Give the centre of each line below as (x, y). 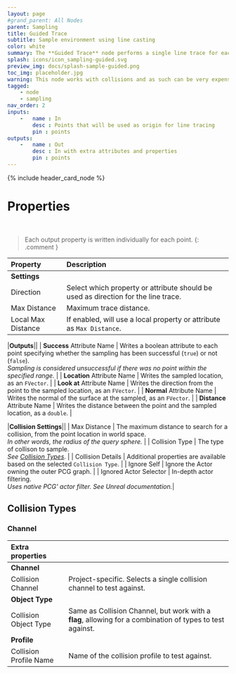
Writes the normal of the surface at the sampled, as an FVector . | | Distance (117, 398)
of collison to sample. (38, 449)
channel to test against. (107, 587)
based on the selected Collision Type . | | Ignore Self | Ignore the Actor (110, 464)
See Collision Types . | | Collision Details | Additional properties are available (117, 456)
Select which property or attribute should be (139, 287)
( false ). (19, 361)
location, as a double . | (40, 413)
